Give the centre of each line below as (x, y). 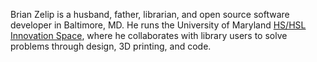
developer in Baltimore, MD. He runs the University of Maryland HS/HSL (158, 25)
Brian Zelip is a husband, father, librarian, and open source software (150, 14)
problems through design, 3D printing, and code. (111, 46)
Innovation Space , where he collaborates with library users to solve (149, 35)
